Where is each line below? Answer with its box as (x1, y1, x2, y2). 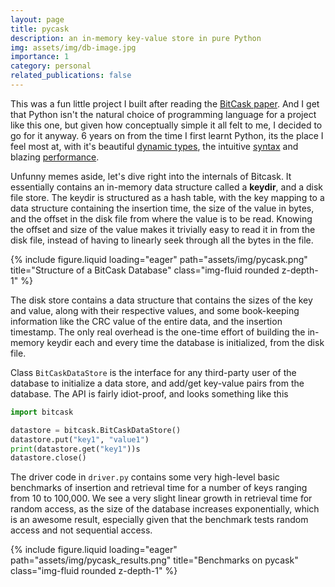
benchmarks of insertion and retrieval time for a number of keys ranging (10, 482, 308, 494)
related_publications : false (10, 71, 132, 81)
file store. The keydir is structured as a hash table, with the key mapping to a (10, 191, 325, 203)
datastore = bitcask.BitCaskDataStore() (10, 425, 182, 435)
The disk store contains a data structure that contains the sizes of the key (10, 294, 313, 306)
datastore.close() (10, 453, 87, 463)
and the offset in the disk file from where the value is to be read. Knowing (10, 212, 313, 225)
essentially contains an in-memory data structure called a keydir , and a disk (10, 181, 324, 193)
